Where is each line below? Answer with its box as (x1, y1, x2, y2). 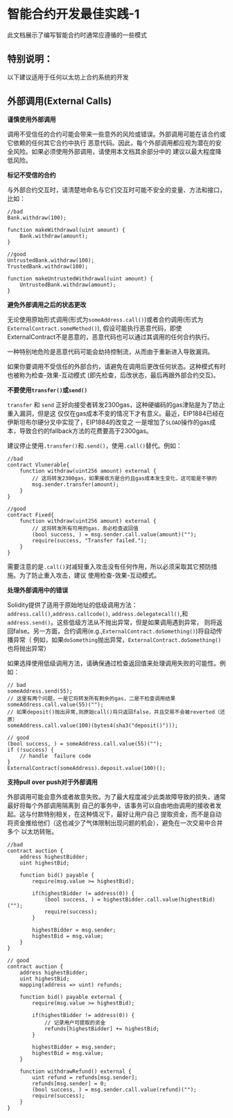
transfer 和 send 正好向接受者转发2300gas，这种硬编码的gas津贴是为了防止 (7, 400, 225, 409)
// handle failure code (19, 753, 92, 759)
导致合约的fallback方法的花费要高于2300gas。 (19, 426, 153, 435)
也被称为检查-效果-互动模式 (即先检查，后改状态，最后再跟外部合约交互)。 (7, 370, 220, 379)
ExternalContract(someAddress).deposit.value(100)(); (7, 764, 166, 771)
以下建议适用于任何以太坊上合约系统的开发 (7, 72, 129, 81)
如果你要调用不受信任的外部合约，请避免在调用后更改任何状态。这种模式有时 (7, 362, 226, 370)
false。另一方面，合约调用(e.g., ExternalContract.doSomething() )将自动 (12, 627, 216, 635)
